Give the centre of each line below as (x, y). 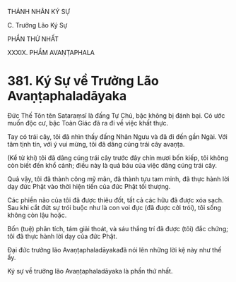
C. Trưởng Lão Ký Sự (37, 25)
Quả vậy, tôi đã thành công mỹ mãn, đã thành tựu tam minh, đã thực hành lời (118, 179)
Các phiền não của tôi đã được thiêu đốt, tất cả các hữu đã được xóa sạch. (116, 200)
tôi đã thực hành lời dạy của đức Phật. (63, 236)
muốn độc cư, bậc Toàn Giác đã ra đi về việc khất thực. (88, 123)
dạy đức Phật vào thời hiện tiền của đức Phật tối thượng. (89, 186)
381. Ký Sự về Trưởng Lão (83, 81)
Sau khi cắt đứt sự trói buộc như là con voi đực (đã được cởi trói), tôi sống (114, 207)
